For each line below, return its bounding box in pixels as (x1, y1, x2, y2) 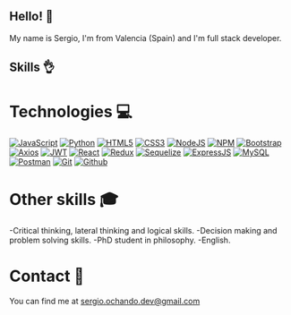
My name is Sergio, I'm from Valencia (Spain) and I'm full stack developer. (9, 32, 282, 43)
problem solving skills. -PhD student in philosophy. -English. (9, 234, 231, 246)
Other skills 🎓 (9, 190, 119, 210)
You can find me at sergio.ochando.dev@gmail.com (9, 296, 201, 307)
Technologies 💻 (9, 102, 133, 122)
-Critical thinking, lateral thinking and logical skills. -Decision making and (9, 226, 278, 236)
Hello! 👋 (9, 9, 54, 24)
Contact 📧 (9, 266, 85, 286)
